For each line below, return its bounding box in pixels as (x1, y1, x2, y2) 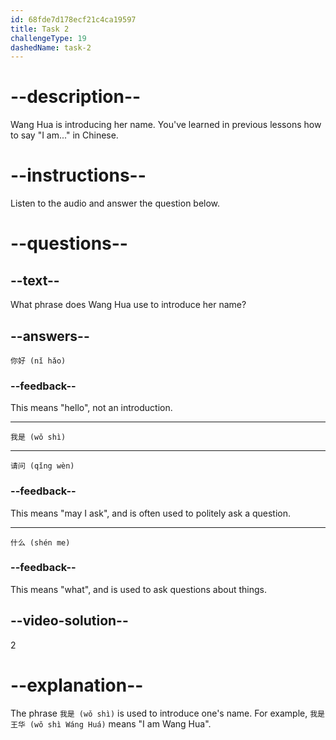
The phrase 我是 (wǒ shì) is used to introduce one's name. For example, (10, 707, 308, 719)
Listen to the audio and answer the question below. (10, 197, 221, 210)
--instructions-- (10, 164, 147, 187)
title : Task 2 (10, 24, 70, 34)
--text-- (10, 272, 60, 289)
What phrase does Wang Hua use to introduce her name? (10, 299, 247, 311)
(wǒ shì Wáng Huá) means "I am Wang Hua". (29, 717, 212, 730)
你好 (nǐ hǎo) (10, 356, 67, 366)
